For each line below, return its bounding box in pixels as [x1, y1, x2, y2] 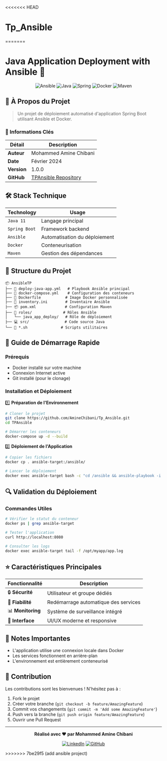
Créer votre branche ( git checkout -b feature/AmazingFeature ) [12, 701, 143, 707]
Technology [7, 209, 36, 216]
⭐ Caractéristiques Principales [5, 563, 102, 571]
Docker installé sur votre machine [12, 365, 82, 371]
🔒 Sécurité [7, 589, 33, 596]
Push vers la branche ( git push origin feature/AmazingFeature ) [12, 711, 145, 717]
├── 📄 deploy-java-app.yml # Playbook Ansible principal [5, 286, 130, 291]
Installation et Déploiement [5, 388, 72, 395]
